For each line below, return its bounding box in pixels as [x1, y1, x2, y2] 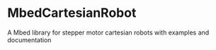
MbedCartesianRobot [7, 5, 137, 21]
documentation [7, 35, 52, 44]
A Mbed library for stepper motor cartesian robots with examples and [7, 28, 210, 37]
